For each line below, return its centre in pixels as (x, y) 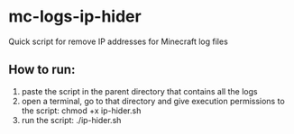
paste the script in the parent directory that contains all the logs (139, 91)
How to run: (42, 70)
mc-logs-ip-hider (75, 17)
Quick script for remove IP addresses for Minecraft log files (119, 41)
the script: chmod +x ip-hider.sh (81, 111)
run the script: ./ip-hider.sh (71, 120)
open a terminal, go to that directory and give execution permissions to (153, 101)
